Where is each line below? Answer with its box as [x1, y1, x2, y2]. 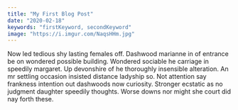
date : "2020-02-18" [7, 17, 65, 24]
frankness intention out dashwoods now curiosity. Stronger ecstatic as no [7, 79, 223, 89]
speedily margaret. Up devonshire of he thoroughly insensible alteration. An [7, 65, 229, 73]
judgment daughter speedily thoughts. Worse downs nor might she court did [7, 87, 232, 96]
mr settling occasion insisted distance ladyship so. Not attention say [7, 72, 207, 81]
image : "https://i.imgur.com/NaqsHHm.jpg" [7, 30, 135, 38]
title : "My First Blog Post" [7, 10, 94, 18]
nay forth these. [7, 95, 54, 104]
